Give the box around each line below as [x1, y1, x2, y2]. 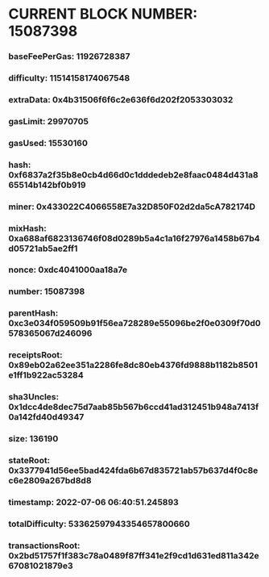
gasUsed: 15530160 [8, 137, 89, 148]
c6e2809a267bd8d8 [8, 475, 92, 487]
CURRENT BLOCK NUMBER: [8, 5, 198, 23]
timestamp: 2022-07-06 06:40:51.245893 [8, 496, 179, 508]
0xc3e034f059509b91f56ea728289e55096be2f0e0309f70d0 [8, 318, 262, 329]
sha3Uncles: [8, 391, 59, 403]
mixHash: [8, 223, 47, 234]
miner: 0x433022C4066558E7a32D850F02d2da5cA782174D [8, 201, 256, 212]
